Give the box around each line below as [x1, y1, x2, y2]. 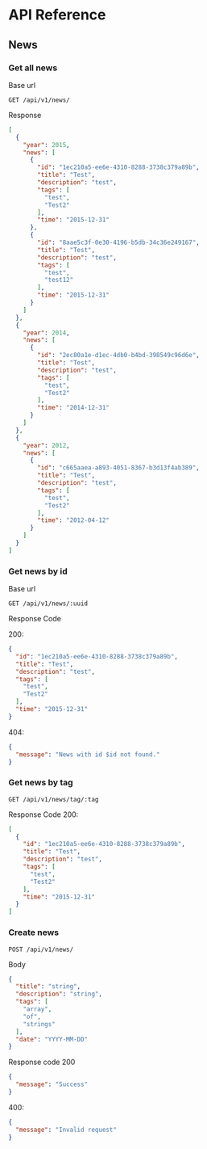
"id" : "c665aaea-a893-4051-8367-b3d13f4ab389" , [37, 464, 200, 472]
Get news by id [8, 566, 68, 577]
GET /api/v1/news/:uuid [8, 600, 89, 608]
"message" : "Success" [15, 1080, 89, 1088]
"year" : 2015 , [23, 141, 70, 149]
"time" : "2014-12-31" [37, 404, 110, 412]
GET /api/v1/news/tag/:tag [8, 795, 99, 803]
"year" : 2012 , [23, 441, 70, 449]
